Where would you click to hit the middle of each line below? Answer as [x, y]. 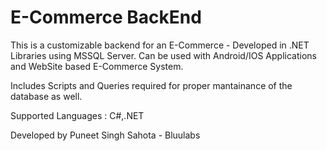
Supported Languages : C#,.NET [77, 115]
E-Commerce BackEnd [106, 17]
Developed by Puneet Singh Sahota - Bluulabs [105, 135]
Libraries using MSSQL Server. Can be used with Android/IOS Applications [163, 55]
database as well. [46, 96]
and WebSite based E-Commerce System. [97, 66]
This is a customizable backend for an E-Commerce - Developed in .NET [160, 45]
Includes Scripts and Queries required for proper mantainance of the [151, 85]
